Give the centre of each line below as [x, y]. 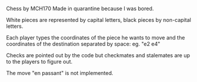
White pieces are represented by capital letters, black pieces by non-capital [99, 20]
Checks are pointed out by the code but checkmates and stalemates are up [98, 55]
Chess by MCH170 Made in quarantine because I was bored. [80, 9]
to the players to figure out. [39, 62]
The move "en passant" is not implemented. [60, 73]
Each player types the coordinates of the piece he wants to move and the [96, 37]
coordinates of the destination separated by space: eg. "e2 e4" [83, 44]
